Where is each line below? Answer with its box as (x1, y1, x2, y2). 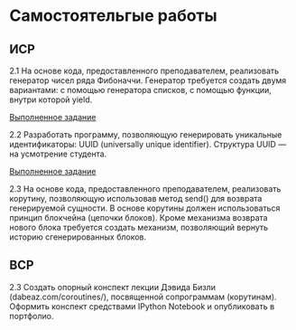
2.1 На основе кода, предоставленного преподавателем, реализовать (9, 65, 280, 76)
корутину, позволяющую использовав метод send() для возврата (9, 193, 263, 203)
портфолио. (9, 310, 54, 321)
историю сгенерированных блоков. (9, 231, 147, 242)
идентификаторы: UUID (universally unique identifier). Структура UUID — (9, 139, 287, 149)
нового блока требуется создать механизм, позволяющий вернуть (9, 222, 269, 232)
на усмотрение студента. (9, 148, 107, 159)
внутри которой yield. (9, 94, 93, 105)
